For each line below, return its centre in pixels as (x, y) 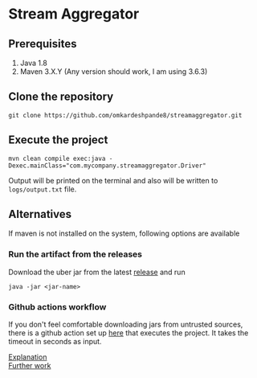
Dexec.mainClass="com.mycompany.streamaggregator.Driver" (107, 166)
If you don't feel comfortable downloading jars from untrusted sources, (126, 325)
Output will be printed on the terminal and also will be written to (113, 180)
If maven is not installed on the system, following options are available (124, 233)
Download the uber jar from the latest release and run (97, 272)
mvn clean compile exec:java (57, 158)
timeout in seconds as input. (55, 342)
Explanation (28, 357)
